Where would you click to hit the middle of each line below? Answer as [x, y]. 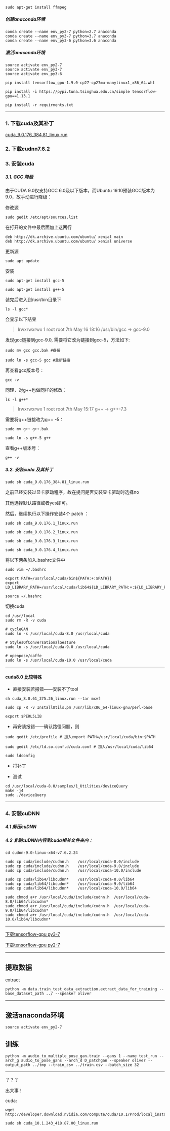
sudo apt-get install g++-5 [35, 290]
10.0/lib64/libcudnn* [28, 919]
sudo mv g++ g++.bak [27, 429]
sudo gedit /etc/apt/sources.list [42, 217]
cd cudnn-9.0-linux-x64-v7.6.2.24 [42, 853]
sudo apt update [22, 261]
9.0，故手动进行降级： [29, 197]
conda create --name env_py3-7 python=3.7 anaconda [61, 36]
